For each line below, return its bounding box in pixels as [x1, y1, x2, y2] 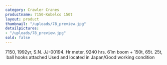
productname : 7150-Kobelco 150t [5, 12, 73, 17]
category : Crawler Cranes [5, 7, 59, 12]
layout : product [5, 16, 39, 21]
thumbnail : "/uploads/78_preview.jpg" [5, 21, 86, 26]
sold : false [5, 35, 30, 40]
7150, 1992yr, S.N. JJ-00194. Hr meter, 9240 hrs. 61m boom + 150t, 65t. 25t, [5, 48, 163, 55]
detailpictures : [5, 26, 39, 31]
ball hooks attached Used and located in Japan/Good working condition [6, 54, 155, 60]
